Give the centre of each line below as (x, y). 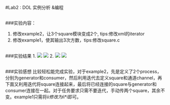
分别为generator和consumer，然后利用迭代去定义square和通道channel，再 (84, 78)
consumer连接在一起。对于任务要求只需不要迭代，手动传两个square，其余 (83, 91)
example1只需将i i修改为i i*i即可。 (47, 97)
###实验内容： (21, 23)
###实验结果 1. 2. (30, 56)
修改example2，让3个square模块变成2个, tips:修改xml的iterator (79, 34)
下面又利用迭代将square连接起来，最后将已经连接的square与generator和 (81, 84)
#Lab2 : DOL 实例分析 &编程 (35, 7)
